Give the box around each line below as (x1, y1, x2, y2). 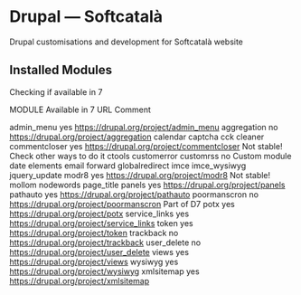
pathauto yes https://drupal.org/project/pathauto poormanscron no (9, 188, 259, 200)
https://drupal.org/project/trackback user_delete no (9, 237, 202, 248)
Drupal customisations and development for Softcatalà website (9, 36, 244, 47)
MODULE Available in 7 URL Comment (9, 104, 152, 115)
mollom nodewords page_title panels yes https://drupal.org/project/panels (9, 179, 286, 190)
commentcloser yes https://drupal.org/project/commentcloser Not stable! (9, 140, 283, 151)
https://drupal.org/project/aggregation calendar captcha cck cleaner (9, 131, 265, 142)
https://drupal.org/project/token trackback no (9, 227, 179, 238)
